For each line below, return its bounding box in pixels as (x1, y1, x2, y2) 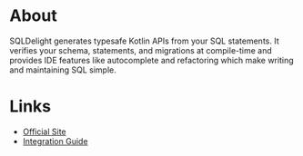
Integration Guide (22, 135, 88, 146)
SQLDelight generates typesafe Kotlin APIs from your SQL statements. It (9, 35, 279, 46)
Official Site (22, 126, 66, 137)
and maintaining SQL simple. (9, 64, 116, 75)
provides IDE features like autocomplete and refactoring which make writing (9, 54, 294, 65)
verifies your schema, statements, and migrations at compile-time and (9, 44, 273, 55)
